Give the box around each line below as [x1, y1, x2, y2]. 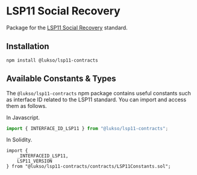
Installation [6, 41, 49, 52]
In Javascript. [6, 114, 40, 121]
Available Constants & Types [6, 74, 116, 84]
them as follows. [6, 102, 47, 109]
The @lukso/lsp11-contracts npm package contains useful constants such [6, 89, 192, 96]
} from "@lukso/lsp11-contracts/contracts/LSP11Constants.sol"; [6, 164, 171, 170]
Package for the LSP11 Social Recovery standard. [6, 24, 128, 31]
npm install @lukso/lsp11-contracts [6, 57, 98, 64]
